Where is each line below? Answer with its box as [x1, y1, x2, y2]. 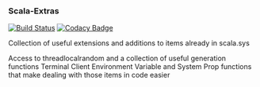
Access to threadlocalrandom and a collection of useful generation [8, 53, 227, 63]
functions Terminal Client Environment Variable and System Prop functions [8, 62, 252, 71]
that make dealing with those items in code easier [8, 71, 170, 80]
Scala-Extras [8, 5, 59, 16]
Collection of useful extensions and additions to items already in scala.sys [8, 38, 250, 48]
